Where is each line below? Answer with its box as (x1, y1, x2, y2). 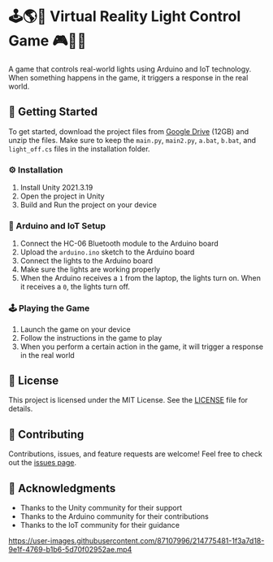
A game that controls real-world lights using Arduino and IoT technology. (8, 63, 252, 74)
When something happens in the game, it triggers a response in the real (8, 72, 249, 82)
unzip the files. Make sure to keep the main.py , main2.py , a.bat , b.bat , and (8, 135, 256, 145)
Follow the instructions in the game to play (19, 333, 162, 342)
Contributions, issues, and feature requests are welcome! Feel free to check (8, 449, 262, 459)
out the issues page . (8, 458, 77, 468)
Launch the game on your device (19, 324, 132, 334)
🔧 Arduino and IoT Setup (8, 220, 106, 231)
